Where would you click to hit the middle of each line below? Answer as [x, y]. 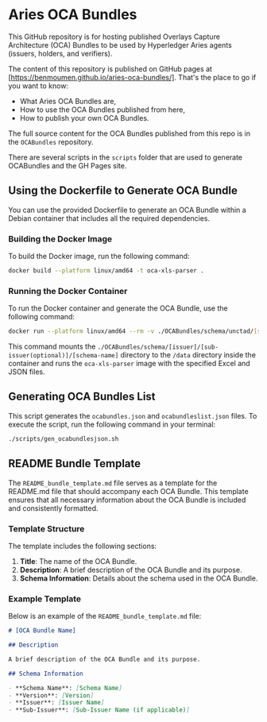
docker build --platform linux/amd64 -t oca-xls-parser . [106, 271]
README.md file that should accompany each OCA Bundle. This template [128, 491]
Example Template [45, 599]
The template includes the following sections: [83, 546]
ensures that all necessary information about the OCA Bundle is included [127, 500]
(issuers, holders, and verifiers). [60, 53]
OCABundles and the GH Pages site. [68, 165]
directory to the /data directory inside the [188, 355]
